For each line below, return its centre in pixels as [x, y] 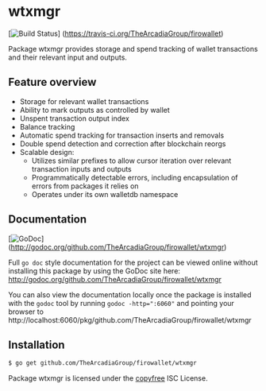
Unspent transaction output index [74, 118]
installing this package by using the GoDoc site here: [94, 271]
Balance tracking [47, 126]
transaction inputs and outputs [82, 168]
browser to [26, 312]
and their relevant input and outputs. [67, 57]
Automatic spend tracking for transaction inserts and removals [122, 135]
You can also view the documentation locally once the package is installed [130, 294]
